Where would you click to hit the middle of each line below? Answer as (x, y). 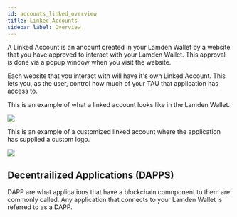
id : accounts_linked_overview (52, 14)
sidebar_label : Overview (44, 27)
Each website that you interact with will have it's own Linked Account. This (117, 76)
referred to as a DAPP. (40, 207)
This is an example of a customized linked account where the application (114, 132)
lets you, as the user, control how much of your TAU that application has (113, 84)
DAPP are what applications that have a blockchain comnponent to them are (119, 192)
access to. (22, 91)
